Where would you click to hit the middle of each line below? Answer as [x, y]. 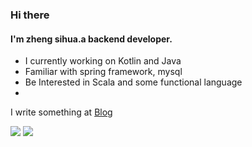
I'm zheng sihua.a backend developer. [91, 39]
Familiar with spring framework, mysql [103, 72]
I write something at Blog [61, 112]
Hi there [30, 15]
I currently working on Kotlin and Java [103, 61]
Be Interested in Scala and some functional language [133, 82]
